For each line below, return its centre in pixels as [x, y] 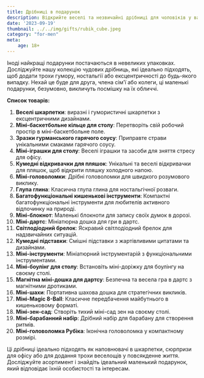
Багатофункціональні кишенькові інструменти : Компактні [93, 196]
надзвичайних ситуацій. [47, 234]
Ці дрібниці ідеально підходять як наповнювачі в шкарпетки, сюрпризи [99, 349]
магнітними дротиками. [46, 286]
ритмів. [25, 324]
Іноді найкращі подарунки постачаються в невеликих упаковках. [91, 63]
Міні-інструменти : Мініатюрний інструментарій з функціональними [104, 254]
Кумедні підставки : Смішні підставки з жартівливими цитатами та [102, 240]
